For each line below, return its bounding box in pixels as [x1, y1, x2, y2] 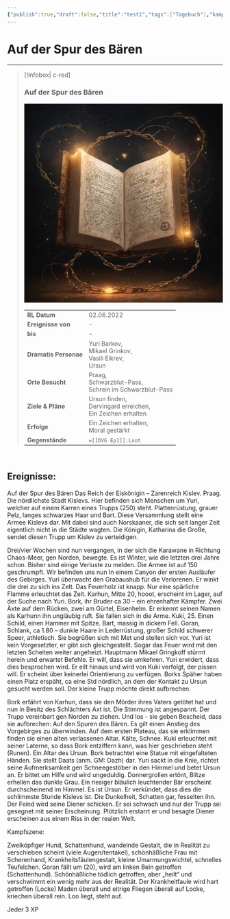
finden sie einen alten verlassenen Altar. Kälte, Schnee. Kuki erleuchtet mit [7, 734, 217, 742]
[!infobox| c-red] [23, 71, 71, 79]
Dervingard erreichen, [88, 402, 151, 411]
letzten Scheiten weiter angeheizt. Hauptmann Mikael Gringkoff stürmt [7, 648, 206, 656]
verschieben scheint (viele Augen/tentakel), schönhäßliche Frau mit [7, 848, 198, 857]
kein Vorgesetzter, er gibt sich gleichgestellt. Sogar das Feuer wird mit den [7, 641, 218, 649]
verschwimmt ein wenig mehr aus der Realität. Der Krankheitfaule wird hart [7, 877, 219, 885]
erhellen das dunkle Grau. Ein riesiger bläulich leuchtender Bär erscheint [7, 778, 212, 786]
